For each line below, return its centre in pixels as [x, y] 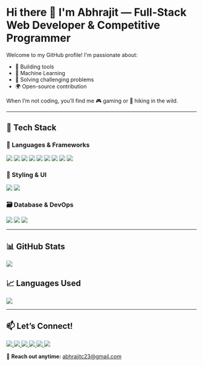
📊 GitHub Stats [36, 246]
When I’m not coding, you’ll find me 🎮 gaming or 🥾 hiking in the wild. [92, 101]
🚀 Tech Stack [31, 128]
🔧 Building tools [34, 67]
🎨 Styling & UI [27, 175]
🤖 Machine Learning [40, 73]
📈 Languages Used [44, 283]
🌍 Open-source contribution [51, 86]
